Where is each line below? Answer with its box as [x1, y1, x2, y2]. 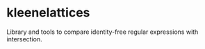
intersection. [6, 35, 42, 43]
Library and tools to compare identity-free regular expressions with [6, 28, 199, 36]
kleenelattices [6, 5, 90, 21]
